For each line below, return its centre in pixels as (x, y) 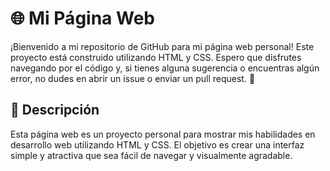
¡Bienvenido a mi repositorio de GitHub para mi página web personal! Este (162, 46)
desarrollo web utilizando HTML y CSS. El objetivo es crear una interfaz (157, 144)
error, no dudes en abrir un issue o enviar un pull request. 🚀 (133, 78)
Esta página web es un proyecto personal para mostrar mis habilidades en (163, 134)
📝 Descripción (55, 110)
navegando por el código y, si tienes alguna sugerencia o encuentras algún (165, 68)
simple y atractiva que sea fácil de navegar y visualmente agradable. (151, 155)
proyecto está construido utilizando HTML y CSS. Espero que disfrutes (156, 57)
